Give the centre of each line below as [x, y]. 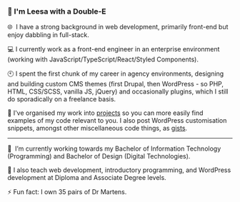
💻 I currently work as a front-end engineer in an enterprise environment [114, 49]
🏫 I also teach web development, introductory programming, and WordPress [119, 170]
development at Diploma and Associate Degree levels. [87, 178]
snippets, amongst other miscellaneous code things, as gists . [97, 128]
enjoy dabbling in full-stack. [48, 35]
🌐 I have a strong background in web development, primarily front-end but [118, 27]
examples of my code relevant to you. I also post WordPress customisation [117, 121]
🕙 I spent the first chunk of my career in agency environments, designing [116, 74]
